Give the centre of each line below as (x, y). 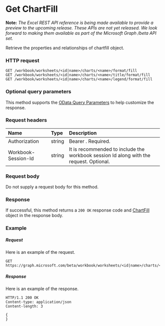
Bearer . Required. (90, 141)
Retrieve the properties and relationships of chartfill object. (65, 48)
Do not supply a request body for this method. (52, 187)
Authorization (24, 141)
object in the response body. (34, 216)
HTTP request (23, 60)
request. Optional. (89, 162)
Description (83, 133)
